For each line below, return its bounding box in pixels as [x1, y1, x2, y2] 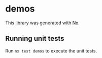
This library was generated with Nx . [5, 20, 80, 26]
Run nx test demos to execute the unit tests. [5, 47, 97, 53]
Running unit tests [5, 34, 64, 43]
